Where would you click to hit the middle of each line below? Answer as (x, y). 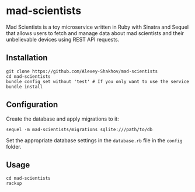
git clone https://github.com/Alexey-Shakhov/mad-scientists (82, 71)
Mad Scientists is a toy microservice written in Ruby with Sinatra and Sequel (97, 27)
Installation (27, 58)
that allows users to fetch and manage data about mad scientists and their (95, 33)
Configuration (32, 104)
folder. (14, 146)
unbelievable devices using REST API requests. (63, 39)
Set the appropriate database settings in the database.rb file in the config (94, 140)
